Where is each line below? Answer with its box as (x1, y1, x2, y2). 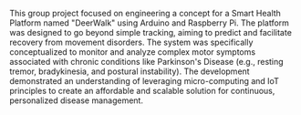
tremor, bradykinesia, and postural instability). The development (9, 66, 250, 77)
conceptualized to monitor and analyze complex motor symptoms (9, 47, 256, 57)
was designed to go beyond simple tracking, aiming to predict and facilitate (9, 27, 292, 37)
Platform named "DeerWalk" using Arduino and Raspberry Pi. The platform (9, 17, 290, 28)
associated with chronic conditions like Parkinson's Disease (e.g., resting (9, 57, 285, 67)
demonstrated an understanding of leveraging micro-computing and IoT (9, 76, 280, 86)
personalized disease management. (9, 95, 144, 106)
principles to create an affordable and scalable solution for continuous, (9, 86, 275, 96)
